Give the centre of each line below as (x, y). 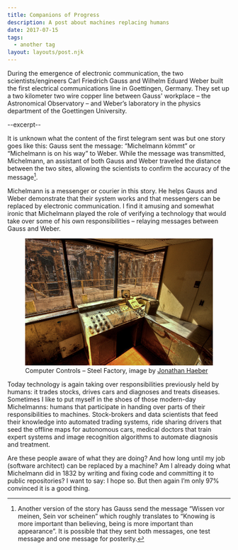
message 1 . (23, 177)
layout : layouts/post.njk (45, 52)
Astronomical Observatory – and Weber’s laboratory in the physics (104, 103)
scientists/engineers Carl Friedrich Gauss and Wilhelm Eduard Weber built (115, 81)
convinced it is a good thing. (49, 488)
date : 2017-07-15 (33, 30)
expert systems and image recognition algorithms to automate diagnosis (113, 437)
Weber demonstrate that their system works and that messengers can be (114, 198)
